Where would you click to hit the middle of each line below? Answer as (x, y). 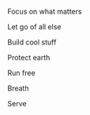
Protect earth (29, 57)
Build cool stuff (32, 42)
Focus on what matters (45, 11)
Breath (18, 88)
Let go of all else (34, 27)
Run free (22, 73)
